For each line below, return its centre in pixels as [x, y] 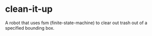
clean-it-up [29, 9]
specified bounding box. [30, 28]
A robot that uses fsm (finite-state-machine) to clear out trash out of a [76, 23]
